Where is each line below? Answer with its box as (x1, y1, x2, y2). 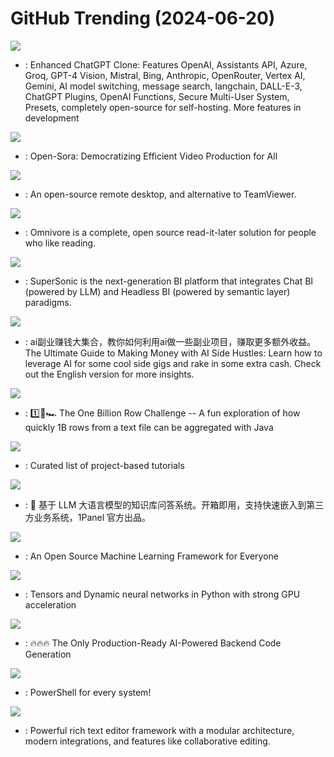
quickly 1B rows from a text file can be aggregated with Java (24, 421, 274, 433)
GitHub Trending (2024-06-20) (10, 7, 276, 30)
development (24, 112, 80, 124)
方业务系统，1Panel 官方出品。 (24, 511, 152, 523)
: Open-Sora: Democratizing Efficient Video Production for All (24, 150, 278, 162)
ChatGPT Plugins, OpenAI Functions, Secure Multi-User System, (24, 90, 290, 102)
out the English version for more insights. (24, 368, 195, 380)
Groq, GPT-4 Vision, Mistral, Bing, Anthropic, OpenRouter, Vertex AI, (24, 69, 306, 81)
